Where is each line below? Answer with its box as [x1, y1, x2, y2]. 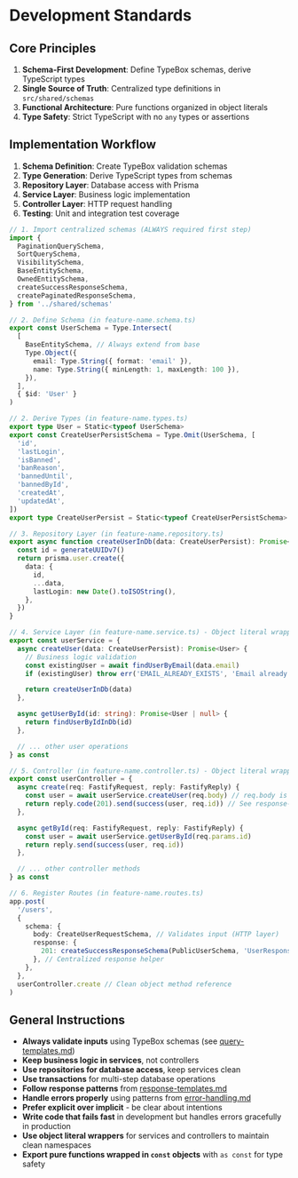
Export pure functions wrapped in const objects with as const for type [21, 1150, 284, 1160]
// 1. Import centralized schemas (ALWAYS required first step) [9, 225, 252, 234]
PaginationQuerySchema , [17, 242, 105, 251]
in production [21, 1121, 71, 1132]
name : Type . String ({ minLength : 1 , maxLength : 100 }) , [32, 365, 240, 374]
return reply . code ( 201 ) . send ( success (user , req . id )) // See [25, 800, 252, 808]
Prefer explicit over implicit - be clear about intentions [21, 1102, 223, 1113]
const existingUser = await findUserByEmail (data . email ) [25, 661, 240, 670]
